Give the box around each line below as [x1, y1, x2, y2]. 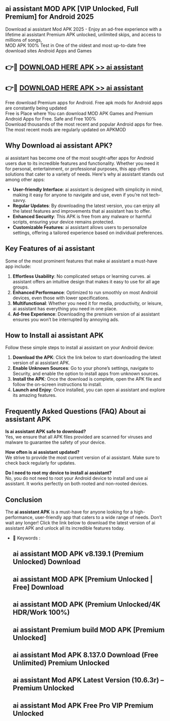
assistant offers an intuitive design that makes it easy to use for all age [12, 278, 160, 284]
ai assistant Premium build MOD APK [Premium [12, 625, 165, 634]
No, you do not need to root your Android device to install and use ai [5, 475, 148, 481]
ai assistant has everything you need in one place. [12, 305, 118, 311]
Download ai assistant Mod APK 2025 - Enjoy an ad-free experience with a [5, 26, 162, 32]
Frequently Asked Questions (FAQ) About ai [5, 407, 146, 416]
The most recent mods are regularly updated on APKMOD [5, 127, 126, 133]
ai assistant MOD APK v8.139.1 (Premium [12, 550, 144, 558]
